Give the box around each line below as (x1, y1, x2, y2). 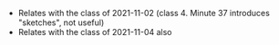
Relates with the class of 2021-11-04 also (17, 27, 172, 37)
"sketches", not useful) (17, 17, 105, 28)
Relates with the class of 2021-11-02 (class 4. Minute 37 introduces (17, 8, 271, 18)
